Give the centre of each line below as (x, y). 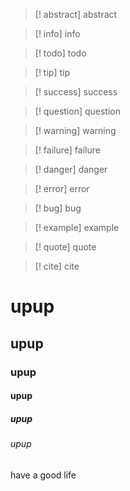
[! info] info (57, 33)
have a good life (43, 475)
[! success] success (76, 92)
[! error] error (62, 188)
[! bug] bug (58, 208)
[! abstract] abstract (76, 14)
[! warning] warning (75, 130)
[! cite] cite (57, 266)
